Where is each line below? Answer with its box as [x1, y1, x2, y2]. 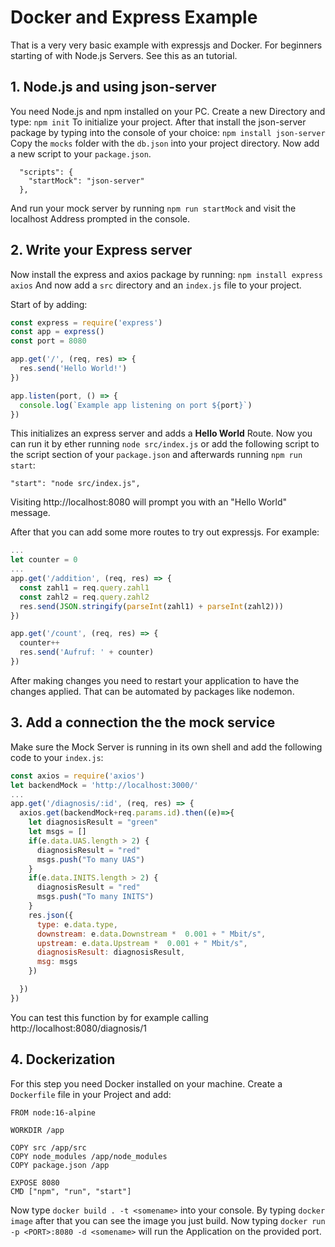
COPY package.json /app [10, 1160, 110, 1170]
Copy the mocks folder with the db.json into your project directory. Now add [10, 137, 320, 149]
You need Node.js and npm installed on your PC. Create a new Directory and [10, 105, 326, 117]
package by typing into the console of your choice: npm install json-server [10, 126, 326, 138]
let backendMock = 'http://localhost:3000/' [10, 780, 199, 790]
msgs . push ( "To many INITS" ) [36, 892, 155, 902]
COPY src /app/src [10, 1142, 87, 1153]
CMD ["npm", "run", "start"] [10, 1186, 132, 1196]
